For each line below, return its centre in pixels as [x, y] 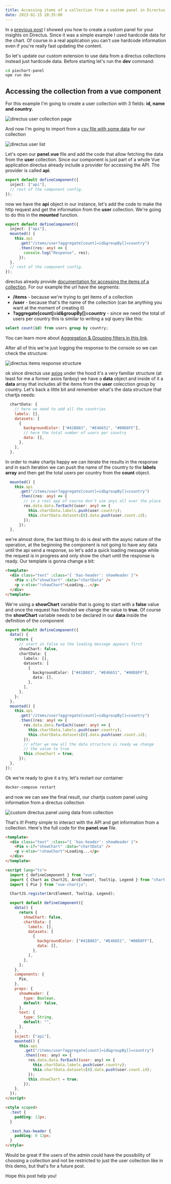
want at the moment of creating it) [48, 308]
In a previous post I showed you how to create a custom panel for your [80, 29]
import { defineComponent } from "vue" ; [53, 875]
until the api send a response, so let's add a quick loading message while [82, 550]
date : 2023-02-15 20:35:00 [34, 15]
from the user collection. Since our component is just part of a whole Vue [82, 160]
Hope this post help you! [31, 1176]
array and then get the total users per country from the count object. [78, 472]
